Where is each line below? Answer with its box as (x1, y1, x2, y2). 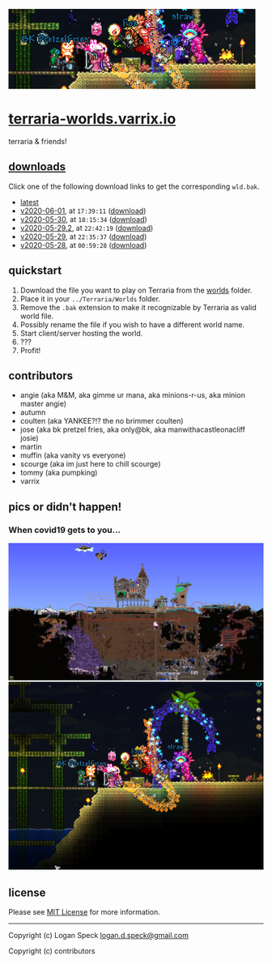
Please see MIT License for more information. (8, 907, 160, 917)
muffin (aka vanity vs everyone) (19, 450, 126, 460)
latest (19, 197, 39, 207)
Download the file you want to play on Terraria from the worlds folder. (19, 285, 253, 295)
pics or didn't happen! (8, 500, 122, 514)
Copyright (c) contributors (8, 946, 96, 956)
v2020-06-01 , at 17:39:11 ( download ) (19, 206, 147, 215)
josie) (19, 433, 39, 443)
